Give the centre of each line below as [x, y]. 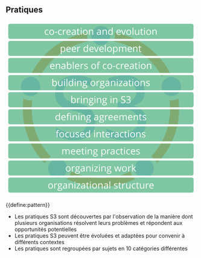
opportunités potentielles [45, 229]
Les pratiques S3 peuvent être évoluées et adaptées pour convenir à [100, 235]
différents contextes [39, 242]
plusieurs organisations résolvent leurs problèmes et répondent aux [98, 223]
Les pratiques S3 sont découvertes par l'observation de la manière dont [104, 217]
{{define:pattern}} [28, 204]
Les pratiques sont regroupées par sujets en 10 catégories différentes [101, 248]
